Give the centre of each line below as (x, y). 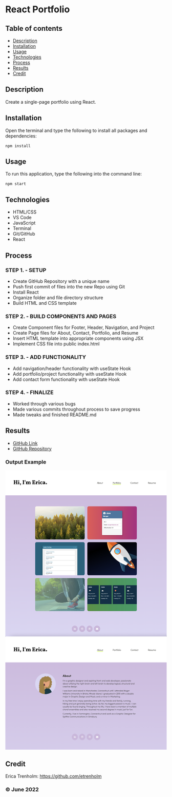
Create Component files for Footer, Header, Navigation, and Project (83, 327)
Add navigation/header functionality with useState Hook (72, 368)
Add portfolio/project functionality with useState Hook (70, 374)
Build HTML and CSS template (45, 303)
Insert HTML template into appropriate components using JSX (78, 338)
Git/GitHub (24, 234)
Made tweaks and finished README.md (55, 415)
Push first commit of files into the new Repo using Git (69, 286)
